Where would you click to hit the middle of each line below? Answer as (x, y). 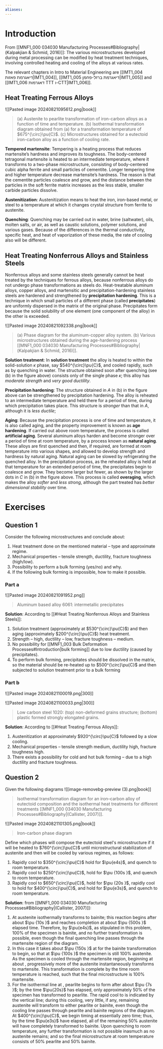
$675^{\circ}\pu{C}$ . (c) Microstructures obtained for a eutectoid (82, 134)
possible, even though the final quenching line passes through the (78, 938)
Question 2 (22, 778)
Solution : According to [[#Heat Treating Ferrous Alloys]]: (62, 727)
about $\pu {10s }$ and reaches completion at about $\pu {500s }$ (79, 922)
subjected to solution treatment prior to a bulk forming (66, 670)
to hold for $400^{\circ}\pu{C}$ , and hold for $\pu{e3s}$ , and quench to (85, 888)
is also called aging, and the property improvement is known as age (73, 425)
